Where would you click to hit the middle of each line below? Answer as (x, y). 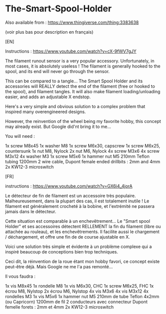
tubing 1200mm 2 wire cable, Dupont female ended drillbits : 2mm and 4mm (83, 161)
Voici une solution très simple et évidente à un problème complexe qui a (79, 247)
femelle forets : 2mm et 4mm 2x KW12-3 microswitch (59, 307)
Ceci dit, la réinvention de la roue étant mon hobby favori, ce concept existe (83, 261)
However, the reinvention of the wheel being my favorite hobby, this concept (83, 121)
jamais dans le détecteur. (31, 211)
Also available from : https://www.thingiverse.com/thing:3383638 (72, 22)
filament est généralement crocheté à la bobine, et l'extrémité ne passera (80, 206)
